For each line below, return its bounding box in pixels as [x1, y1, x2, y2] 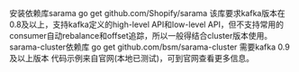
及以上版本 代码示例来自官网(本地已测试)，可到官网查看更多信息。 [9, 53, 255, 63]
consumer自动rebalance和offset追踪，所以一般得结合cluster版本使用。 [9, 31, 273, 40]
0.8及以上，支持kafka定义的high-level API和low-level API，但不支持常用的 [9, 19, 284, 30]
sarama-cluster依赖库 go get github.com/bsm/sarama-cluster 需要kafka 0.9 [9, 41, 290, 52]
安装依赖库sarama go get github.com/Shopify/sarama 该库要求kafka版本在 [9, 8, 285, 18]
